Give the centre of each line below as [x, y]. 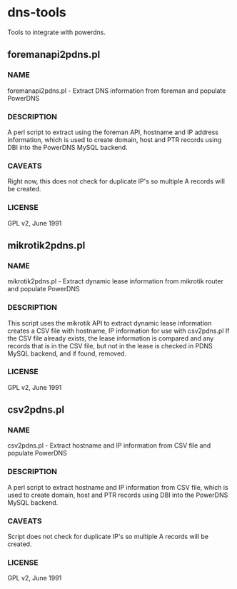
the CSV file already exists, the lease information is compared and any [111, 338]
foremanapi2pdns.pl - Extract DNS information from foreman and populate [117, 91]
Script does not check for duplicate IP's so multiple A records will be [108, 537]
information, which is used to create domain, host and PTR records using [115, 139]
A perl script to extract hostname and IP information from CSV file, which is [118, 487]
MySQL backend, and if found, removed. [67, 353]
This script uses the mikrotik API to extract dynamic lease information [110, 323]
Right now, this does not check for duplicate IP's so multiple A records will [116, 181]
